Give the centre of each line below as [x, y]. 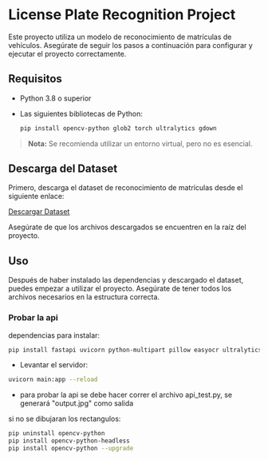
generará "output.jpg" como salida [77, 403]
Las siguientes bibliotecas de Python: [81, 113]
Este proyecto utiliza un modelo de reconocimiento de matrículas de [120, 37]
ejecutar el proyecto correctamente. [67, 54]
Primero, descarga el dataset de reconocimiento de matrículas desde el [126, 188]
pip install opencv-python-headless [69, 441]
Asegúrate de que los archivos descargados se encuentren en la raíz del [127, 227]
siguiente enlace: [36, 196]
